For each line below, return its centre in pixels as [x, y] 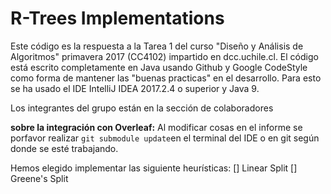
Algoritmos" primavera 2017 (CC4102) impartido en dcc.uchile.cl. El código [164, 56]
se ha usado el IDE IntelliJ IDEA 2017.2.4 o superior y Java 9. [135, 88]
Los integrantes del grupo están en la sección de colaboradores [142, 108]
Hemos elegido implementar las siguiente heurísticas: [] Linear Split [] [154, 168]
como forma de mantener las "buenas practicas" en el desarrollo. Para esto [166, 78]
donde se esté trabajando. [64, 148]
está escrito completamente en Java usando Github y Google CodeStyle [159, 67]
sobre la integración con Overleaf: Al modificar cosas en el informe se [156, 127]
